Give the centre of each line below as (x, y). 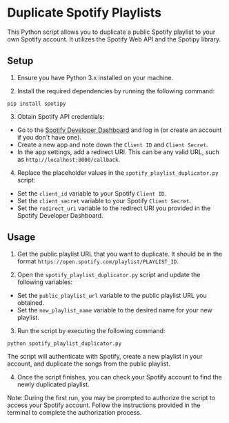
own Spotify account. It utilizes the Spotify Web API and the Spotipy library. (114, 39)
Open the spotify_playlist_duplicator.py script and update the (109, 274)
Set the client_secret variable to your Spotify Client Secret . (104, 200)
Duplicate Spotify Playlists (84, 13)
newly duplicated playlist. (53, 384)
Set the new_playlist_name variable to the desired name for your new (114, 310)
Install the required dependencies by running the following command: (116, 91)
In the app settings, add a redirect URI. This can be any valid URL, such (118, 152)
